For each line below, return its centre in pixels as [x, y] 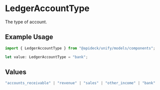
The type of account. [26, 22]
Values [16, 72]
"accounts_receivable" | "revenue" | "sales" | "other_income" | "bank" [80, 83]
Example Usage [29, 37]
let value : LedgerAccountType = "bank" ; [47, 57]
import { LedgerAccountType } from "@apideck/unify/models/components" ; [80, 48]
